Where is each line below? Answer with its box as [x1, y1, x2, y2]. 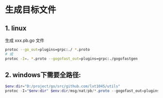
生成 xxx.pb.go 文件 [5, 37, 45, 43]
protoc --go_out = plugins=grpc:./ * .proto [5, 47, 90, 52]
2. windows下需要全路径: [5, 71, 81, 79]
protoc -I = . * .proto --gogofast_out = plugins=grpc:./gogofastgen [5, 56, 138, 61]
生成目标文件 [5, 4, 57, 16]
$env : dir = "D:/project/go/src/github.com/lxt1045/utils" [5, 84, 120, 89]
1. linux [5, 24, 27, 32]
